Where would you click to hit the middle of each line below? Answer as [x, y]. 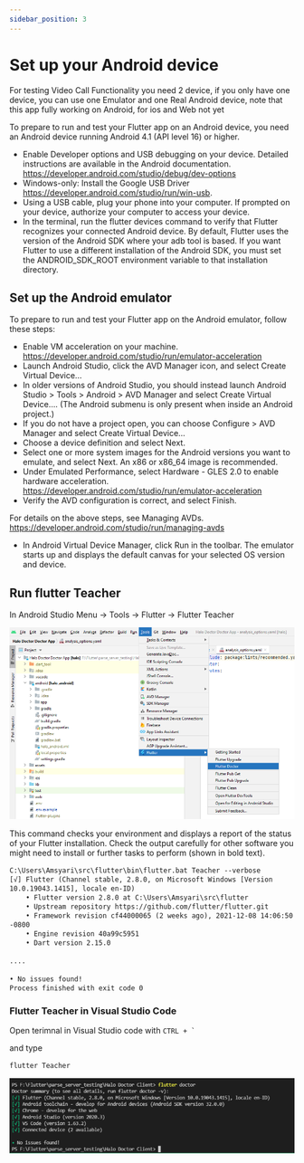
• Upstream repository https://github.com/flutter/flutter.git [147, 906]
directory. [40, 269]
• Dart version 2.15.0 [68, 943]
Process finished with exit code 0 [76, 988]
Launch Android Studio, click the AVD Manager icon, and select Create [154, 366]
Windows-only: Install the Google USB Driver [106, 183]
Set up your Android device [114, 65]
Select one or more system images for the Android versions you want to [157, 453]
